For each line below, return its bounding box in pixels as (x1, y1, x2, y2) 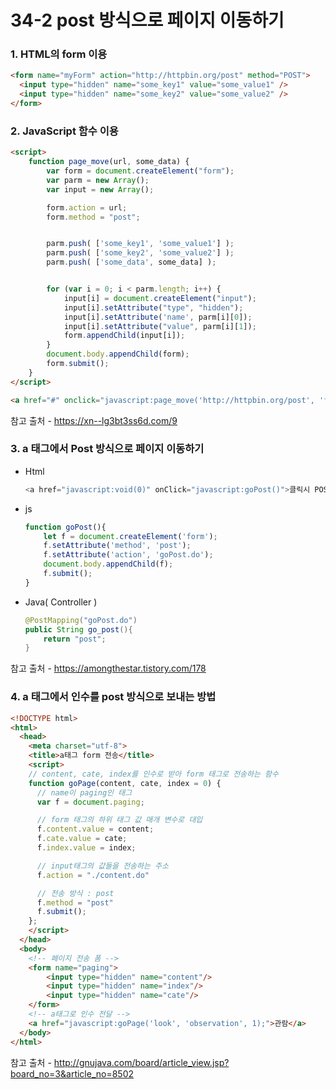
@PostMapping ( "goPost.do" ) (24, 615, 138, 625)
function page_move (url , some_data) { (28, 157, 190, 167)
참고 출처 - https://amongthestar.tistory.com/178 (10, 662, 207, 675)
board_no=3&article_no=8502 (10, 1067, 135, 1080)
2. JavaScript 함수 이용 (10, 124, 119, 138)
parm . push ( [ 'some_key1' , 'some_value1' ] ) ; (46, 239, 235, 249)
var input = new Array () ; (46, 184, 155, 195)
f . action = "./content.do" (36, 870, 150, 880)
